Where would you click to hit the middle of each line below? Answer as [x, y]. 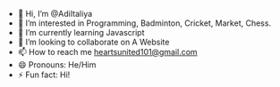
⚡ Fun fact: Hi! [44, 75]
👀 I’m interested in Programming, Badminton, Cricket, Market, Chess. [144, 23]
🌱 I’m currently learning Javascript [81, 32]
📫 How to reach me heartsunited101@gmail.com [108, 52]
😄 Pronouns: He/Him [57, 65]
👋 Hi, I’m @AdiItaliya [55, 14]
